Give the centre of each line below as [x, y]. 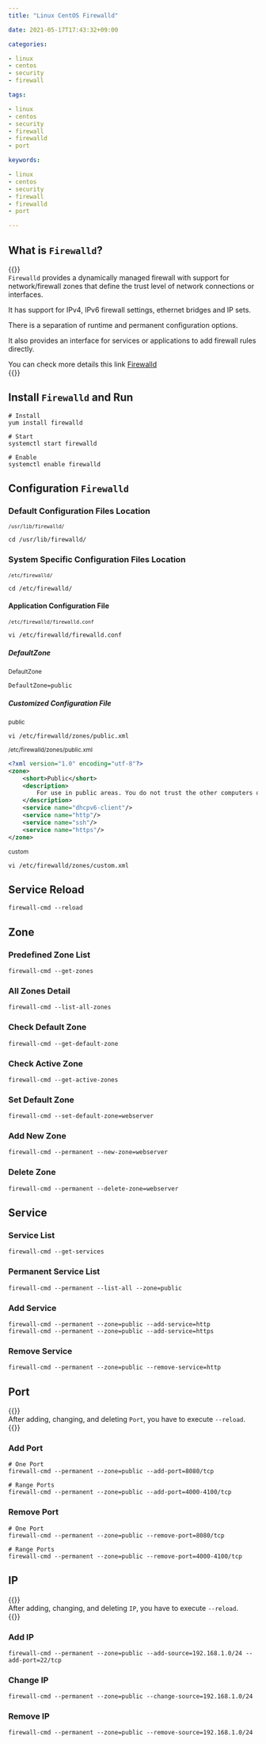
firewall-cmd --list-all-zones [60, 1007]
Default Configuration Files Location [79, 511]
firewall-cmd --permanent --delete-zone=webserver [93, 1188]
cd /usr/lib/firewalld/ [47, 540]
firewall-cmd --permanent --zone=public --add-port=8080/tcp [111, 1472]
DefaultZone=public [40, 686]
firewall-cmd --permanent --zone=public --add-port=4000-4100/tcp [120, 1492]
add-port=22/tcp [35, 1660]
